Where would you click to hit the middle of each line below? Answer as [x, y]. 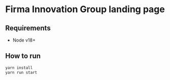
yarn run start [21, 72]
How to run [23, 56]
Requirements [28, 28]
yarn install [19, 68]
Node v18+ [24, 40]
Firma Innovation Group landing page [85, 9]
